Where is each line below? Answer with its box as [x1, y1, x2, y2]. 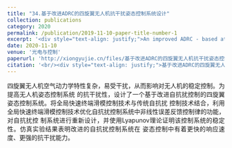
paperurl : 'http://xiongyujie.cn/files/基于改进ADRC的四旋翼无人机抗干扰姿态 [7, 55, 220, 62]
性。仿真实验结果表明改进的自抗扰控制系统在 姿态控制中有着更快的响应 [7, 124, 219, 133]
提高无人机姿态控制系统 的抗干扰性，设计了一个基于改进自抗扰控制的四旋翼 [7, 90, 225, 98]
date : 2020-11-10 [7, 42, 57, 49]
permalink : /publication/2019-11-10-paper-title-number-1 [7, 29, 177, 37]
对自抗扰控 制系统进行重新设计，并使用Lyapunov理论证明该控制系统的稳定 [7, 115, 225, 124]
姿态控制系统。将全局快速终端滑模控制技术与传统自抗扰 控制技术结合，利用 [7, 98, 225, 107]
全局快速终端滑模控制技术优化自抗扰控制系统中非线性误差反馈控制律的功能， [7, 107, 225, 115]
